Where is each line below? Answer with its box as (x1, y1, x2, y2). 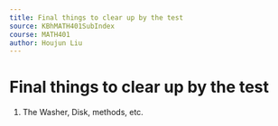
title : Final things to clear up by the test (9, 13, 183, 22)
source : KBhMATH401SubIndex (9, 22, 116, 31)
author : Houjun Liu (9, 38, 83, 48)
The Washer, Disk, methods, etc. (22, 107, 144, 118)
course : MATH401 (9, 30, 70, 39)
